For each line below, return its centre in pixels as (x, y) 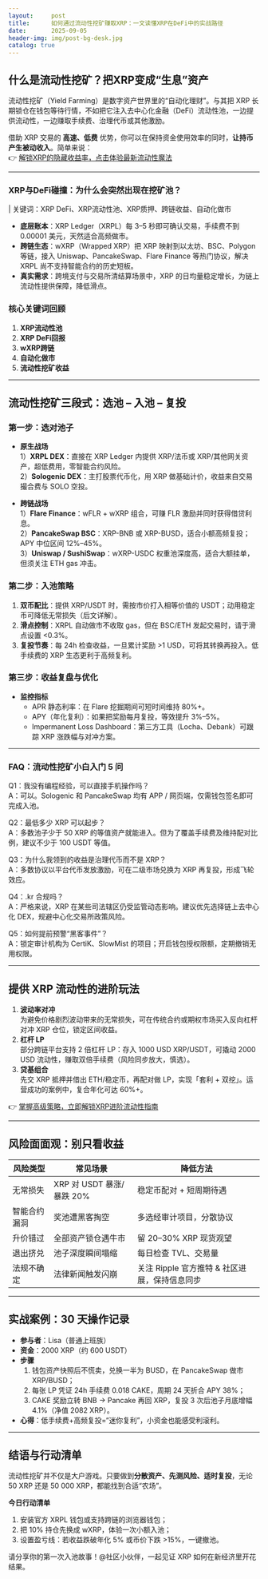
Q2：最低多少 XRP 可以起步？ (57, 823)
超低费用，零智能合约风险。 (79, 467)
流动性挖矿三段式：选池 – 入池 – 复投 (97, 403)
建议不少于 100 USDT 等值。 (69, 843)
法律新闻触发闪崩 (85, 1274)
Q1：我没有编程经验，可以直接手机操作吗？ (79, 786)
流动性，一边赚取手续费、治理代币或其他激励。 (92, 120)
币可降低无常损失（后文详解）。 (71, 615)
